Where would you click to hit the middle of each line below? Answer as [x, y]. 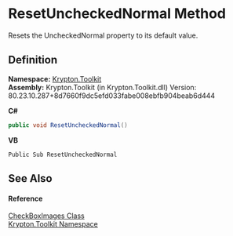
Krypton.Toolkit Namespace [53, 224]
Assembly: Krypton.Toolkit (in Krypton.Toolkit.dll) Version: [102, 87]
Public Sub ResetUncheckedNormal [63, 154]
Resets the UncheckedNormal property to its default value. [103, 35]
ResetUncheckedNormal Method [117, 14]
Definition [33, 60]
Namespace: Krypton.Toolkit [55, 78]
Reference [25, 198]
